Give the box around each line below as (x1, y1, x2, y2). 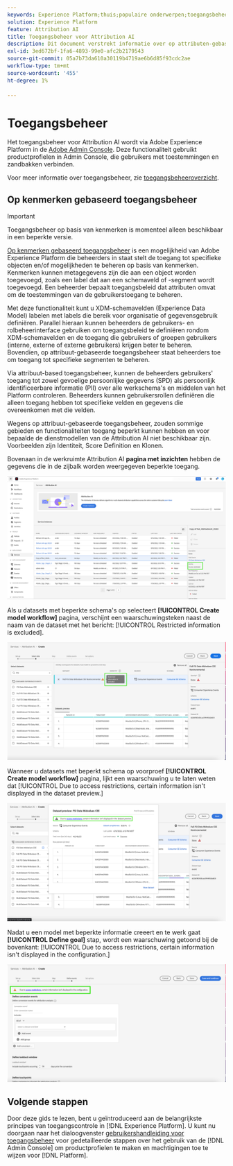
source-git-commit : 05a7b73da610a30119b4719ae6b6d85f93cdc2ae (7, 55, 191, 62)
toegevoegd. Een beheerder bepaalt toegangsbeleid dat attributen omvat (7, 283, 216, 291)
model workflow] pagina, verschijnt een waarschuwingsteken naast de (7, 613, 211, 621)
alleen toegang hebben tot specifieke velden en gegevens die (7, 399, 184, 407)
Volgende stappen (7, 1096, 89, 1108)
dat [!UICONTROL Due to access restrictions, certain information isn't (7, 781, 206, 790)
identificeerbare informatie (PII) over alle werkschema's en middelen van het (7, 384, 226, 392)
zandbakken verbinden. (7, 160, 75, 169)
